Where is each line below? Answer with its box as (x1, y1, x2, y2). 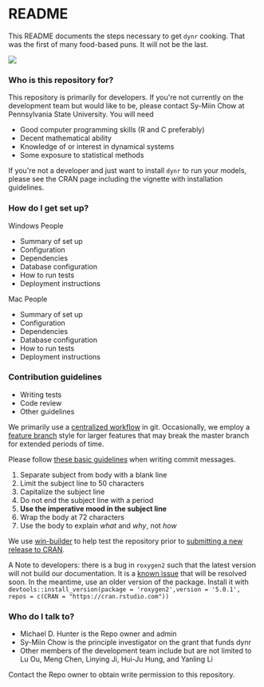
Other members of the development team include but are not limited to (19, 646, 252, 656)
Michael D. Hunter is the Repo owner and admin (19, 629, 177, 638)
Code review (19, 398, 62, 407)
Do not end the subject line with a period (19, 495, 154, 504)
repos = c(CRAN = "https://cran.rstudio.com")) (8, 592, 170, 600)
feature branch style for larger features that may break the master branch (8, 430, 250, 440)
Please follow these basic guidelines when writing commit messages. (8, 454, 236, 464)
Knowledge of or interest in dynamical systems (19, 142, 175, 151)
